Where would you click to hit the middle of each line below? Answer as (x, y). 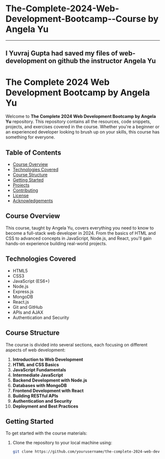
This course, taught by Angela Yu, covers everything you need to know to (80, 228)
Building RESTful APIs (35, 396)
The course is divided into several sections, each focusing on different (77, 344)
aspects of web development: (35, 350)
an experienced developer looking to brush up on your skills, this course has (82, 132)
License (21, 196)
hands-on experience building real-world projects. (56, 243)
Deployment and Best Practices (46, 406)
